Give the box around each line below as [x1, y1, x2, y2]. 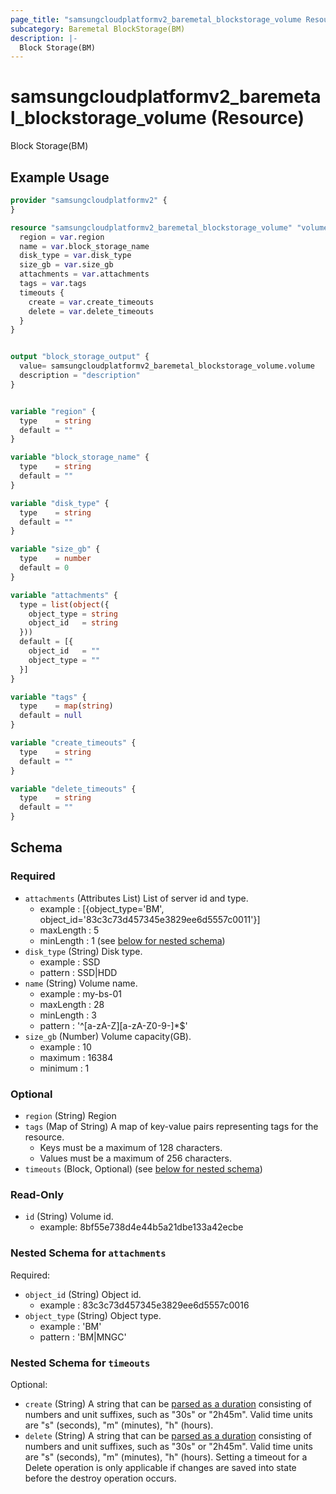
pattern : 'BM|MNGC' [39, 1331, 127, 1343]
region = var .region [19, 232, 105, 242]
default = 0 [19, 563, 70, 573]
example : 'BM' [39, 1320, 102, 1332]
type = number [19, 554, 92, 564]
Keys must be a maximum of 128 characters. [39, 1141, 223, 1153]
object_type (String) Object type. [24, 1309, 162, 1321]
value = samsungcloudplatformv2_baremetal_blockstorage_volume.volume [19, 361, 315, 371]
